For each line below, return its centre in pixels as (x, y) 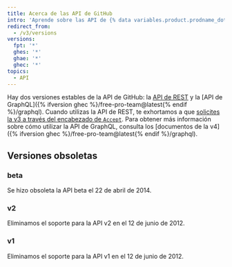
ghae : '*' (27, 59)
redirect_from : (29, 26)
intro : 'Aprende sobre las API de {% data (69, 20)
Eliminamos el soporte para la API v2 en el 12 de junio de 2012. (96, 223)
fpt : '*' (26, 46)
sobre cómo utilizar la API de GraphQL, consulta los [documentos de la (108, 127)
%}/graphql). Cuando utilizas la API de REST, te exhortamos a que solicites (114, 112)
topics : (18, 71)
